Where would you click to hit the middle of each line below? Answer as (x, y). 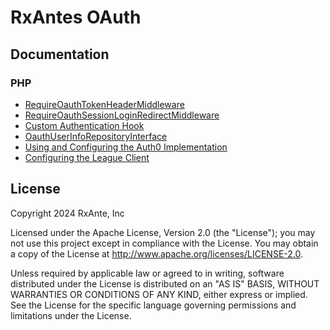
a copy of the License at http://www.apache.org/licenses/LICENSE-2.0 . (157, 253)
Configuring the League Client (87, 157)
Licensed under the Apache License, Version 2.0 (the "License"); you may (163, 232)
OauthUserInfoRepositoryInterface (96, 136)
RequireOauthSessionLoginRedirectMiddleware (122, 115)
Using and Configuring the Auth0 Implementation (126, 147)
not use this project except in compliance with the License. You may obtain (164, 243)
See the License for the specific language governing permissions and (153, 305)
